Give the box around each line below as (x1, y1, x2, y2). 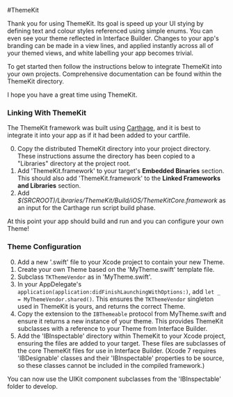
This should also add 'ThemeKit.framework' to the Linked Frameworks (17, 174, 221, 183)
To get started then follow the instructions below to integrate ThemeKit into (7, 63, 223, 70)
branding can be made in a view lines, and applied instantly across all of (7, 42, 214, 49)
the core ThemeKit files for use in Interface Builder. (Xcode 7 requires (17, 346, 217, 355)
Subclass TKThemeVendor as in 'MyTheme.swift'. (17, 273, 152, 281)
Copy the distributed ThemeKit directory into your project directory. (17, 145, 211, 153)
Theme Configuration (7, 242, 81, 252)
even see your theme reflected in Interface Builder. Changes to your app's (7, 34, 219, 42)
